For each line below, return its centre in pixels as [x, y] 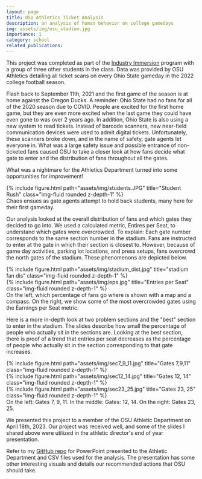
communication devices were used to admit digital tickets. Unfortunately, [97, 132]
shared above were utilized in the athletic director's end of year [85, 432]
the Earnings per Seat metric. [43, 308]
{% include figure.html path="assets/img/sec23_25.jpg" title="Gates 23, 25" [101, 389]
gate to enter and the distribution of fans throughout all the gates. [87, 158]
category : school [28, 40]
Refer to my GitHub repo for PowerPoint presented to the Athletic [87, 451]
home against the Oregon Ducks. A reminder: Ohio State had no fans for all [99, 100]
